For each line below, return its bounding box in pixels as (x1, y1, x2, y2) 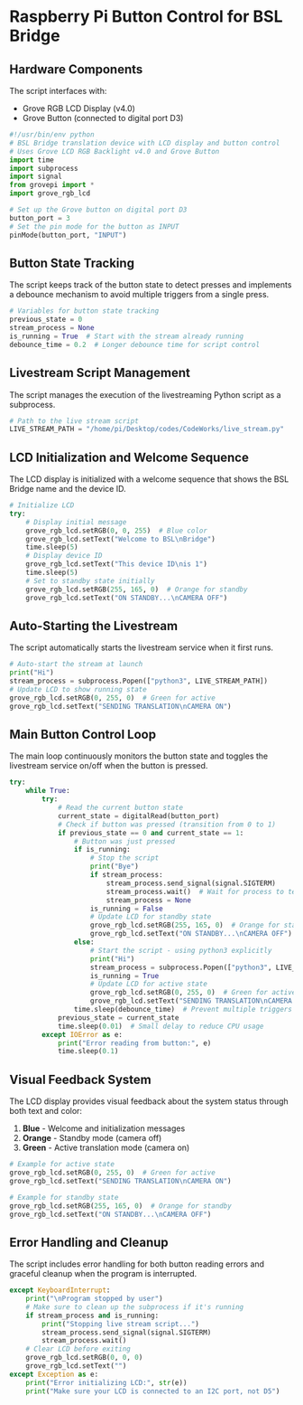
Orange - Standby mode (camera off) (22, 1133, 162, 1144)
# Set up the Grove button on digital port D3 (9, 205, 188, 214)
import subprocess (9, 164, 78, 173)
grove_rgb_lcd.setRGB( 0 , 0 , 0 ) (25, 1353, 143, 1363)
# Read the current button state (57, 803, 183, 813)
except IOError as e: (41, 1030, 124, 1039)
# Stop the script (89, 853, 160, 863)
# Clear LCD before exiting (25, 1344, 131, 1353)
